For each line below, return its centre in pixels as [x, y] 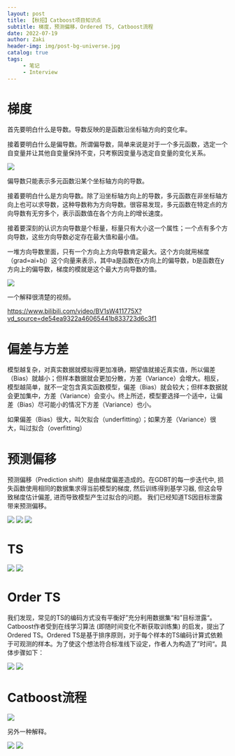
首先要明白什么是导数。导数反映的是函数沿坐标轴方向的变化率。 [99, 129]
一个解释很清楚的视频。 [41, 297]
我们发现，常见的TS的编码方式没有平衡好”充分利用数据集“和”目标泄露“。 [112, 618]
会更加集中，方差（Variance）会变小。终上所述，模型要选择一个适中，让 [112, 396]
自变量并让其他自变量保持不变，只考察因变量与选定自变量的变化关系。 [108, 153]
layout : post [26, 14]
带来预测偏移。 [29, 506]
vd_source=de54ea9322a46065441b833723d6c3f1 [82, 319]
